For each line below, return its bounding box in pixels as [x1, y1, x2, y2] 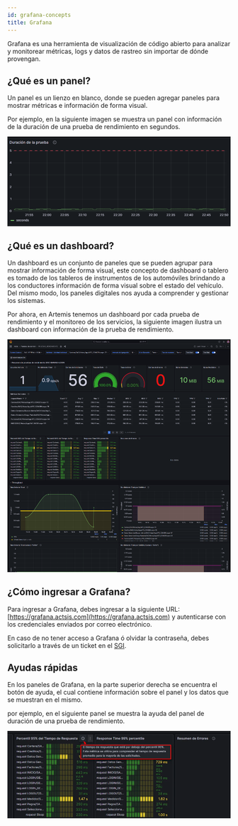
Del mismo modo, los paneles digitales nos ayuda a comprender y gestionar [7, 289, 229, 297]
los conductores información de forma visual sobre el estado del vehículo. [7, 281, 224, 290]
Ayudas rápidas [7, 662, 78, 674]
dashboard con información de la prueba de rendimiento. [7, 325, 174, 334]
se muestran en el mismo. [7, 695, 83, 704]
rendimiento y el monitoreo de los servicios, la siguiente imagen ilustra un [7, 318, 222, 326]
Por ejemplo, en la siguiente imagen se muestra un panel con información [7, 115, 222, 123]
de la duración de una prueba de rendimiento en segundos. [7, 123, 181, 131]
